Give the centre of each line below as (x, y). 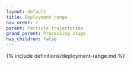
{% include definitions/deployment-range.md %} (66, 56)
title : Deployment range (37, 17)
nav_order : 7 (22, 22)
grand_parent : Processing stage (46, 34)
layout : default (26, 12)
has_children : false (32, 39)
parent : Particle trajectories (45, 28)
